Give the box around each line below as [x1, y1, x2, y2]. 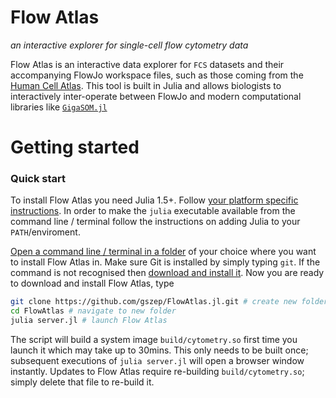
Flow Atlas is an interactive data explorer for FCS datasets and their [10, 58, 285, 70]
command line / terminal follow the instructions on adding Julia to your [10, 216, 301, 228]
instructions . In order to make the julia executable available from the [10, 205, 296, 217]
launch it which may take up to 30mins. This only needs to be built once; [10, 344, 309, 356]
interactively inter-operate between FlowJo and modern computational [10, 90, 302, 102]
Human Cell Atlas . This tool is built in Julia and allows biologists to [10, 79, 282, 91]
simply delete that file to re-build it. [10, 376, 155, 388]
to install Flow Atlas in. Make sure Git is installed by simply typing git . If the [10, 256, 321, 268]
